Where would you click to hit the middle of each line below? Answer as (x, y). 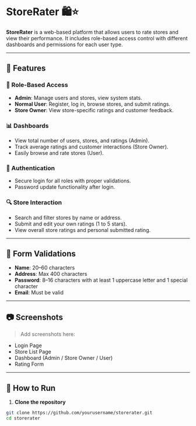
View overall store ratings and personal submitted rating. (83, 230)
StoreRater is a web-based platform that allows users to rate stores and (92, 32)
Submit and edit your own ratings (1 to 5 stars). (71, 224)
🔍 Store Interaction (34, 203)
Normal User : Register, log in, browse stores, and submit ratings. (92, 104)
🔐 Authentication (31, 168)
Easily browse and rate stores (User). (59, 153)
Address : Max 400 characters (51, 274)
